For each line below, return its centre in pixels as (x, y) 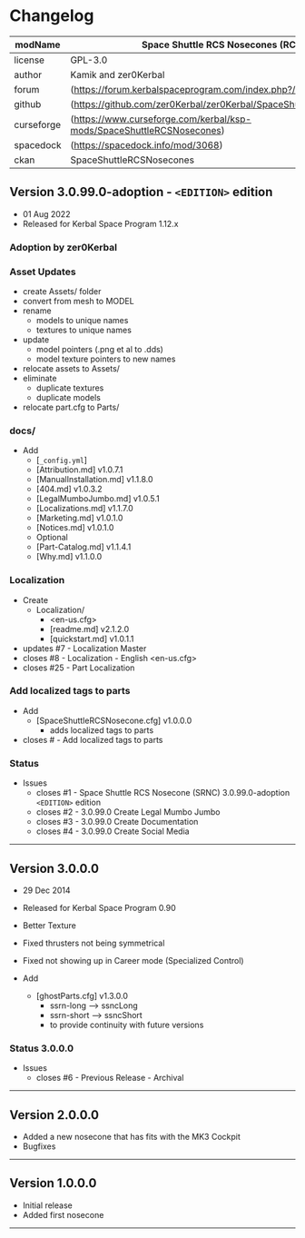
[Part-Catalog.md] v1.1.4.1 (84, 547)
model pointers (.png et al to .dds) (99, 349)
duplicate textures (70, 388)
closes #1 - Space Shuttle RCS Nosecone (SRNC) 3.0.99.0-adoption (163, 793)
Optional (52, 538)
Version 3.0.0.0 (54, 868)
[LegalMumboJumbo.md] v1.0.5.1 (98, 499)
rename (37, 311)
